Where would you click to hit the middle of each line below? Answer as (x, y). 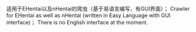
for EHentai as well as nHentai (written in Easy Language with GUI (89, 15)
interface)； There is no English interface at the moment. (77, 22)
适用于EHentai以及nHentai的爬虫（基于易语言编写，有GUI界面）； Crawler (98, 9)
